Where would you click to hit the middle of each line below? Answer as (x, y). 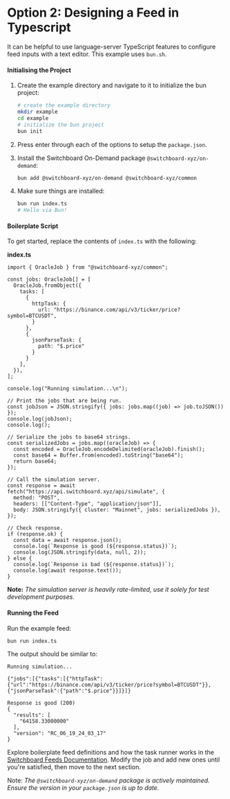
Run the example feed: (39, 628)
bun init (30, 131)
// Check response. (35, 528)
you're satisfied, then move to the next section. (74, 767)
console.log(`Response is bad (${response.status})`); (94, 565)
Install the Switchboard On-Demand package (81, 158)
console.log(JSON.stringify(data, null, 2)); (80, 552)
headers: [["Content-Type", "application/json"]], (88, 504)
